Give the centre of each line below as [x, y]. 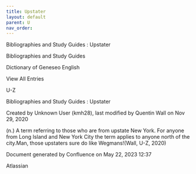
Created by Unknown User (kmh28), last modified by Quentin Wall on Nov [96, 113]
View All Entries [25, 79]
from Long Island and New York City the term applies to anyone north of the [98, 137]
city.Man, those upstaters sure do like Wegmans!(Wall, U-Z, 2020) [86, 143]
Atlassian [17, 166]
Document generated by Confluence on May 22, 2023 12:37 [79, 155]
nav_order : [19, 28]
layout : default [26, 17]
